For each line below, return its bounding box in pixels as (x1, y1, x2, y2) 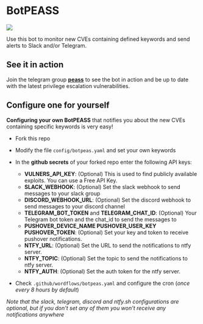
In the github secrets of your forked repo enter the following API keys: (15, 158, 192, 166)
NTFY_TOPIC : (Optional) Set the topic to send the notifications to (24, 254, 188, 262)
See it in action (6, 59, 64, 70)
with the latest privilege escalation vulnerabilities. (6, 82, 130, 89)
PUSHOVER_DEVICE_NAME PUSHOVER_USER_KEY (24, 222, 157, 229)
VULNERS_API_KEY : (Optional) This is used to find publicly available (24, 170, 198, 177)
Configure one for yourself (6, 100, 110, 111)
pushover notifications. (24, 235, 82, 242)
